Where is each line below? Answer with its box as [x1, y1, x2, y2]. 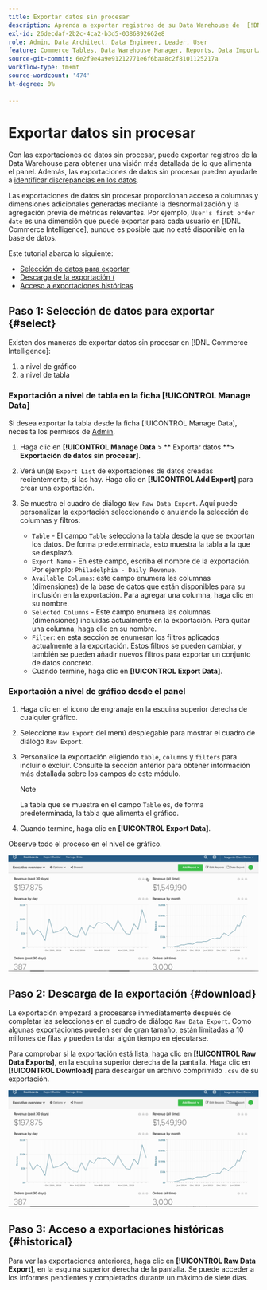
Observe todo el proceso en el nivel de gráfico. [8, 839, 163, 849]
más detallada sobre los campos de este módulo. [19, 769, 181, 778]
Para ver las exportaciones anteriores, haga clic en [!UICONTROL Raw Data [8, 1256, 257, 1266]
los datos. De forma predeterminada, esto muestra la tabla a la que [31, 539, 250, 549]
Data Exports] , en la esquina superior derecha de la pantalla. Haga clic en [8, 1057, 250, 1067]
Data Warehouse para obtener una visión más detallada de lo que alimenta [8, 159, 252, 168]
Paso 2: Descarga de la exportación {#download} [8, 987, 257, 1001]
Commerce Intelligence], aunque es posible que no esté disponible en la [8, 225, 245, 234]
